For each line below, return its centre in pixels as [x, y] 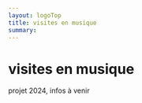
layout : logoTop [35, 15]
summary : [22, 30]
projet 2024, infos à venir [49, 90]
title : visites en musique [52, 23]
